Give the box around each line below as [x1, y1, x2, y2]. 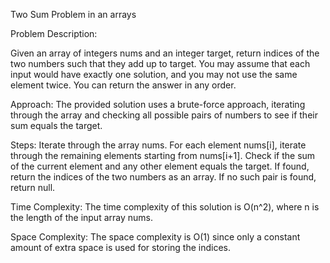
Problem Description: [10, 28, 98, 39]
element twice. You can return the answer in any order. [10, 79, 237, 91]
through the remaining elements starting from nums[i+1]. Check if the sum [10, 150, 316, 161]
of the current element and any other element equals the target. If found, [10, 160, 310, 172]
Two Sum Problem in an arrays [10, 9, 137, 20]
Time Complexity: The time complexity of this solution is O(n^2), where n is [10, 201, 320, 213]
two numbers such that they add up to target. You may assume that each [10, 58, 311, 69]
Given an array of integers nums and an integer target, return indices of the [10, 47, 320, 59]
